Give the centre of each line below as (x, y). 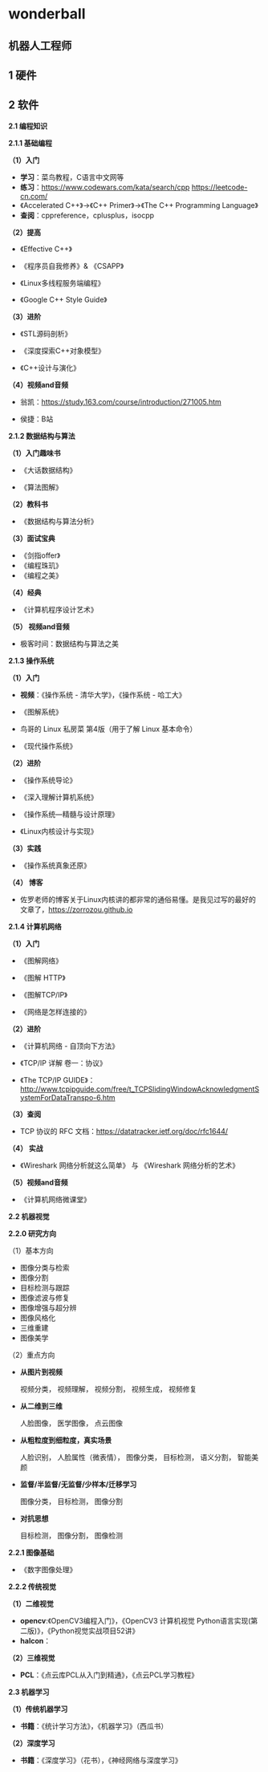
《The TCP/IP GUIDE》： (57, 1079)
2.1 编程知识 (28, 126)
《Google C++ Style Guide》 (63, 299)
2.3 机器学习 (29, 1692)
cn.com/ (34, 196)
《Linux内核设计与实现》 (59, 831)
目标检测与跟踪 (45, 1287)
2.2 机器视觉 (29, 1216)
